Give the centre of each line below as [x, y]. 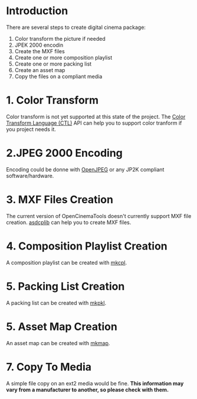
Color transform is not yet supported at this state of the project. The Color [96, 116]
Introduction [37, 11]
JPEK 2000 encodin [39, 45]
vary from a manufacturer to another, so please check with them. [88, 390]
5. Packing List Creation [65, 286]
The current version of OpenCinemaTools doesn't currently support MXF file [99, 216]
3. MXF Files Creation [60, 200]
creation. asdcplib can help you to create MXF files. [69, 222]
